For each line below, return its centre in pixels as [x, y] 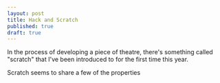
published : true [30, 26]
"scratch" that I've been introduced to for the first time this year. [98, 60]
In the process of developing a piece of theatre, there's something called [110, 52]
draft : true [24, 33]
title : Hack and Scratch [43, 20]
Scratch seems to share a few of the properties [74, 73]
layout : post [26, 13]
